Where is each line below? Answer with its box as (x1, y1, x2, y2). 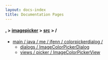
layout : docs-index (5, 7, 46, 12)
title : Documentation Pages (5, 12, 64, 17)
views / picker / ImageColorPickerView (20, 49, 100, 55)
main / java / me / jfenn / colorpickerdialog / (12, 38, 103, 44)
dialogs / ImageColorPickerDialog (20, 43, 89, 50)
